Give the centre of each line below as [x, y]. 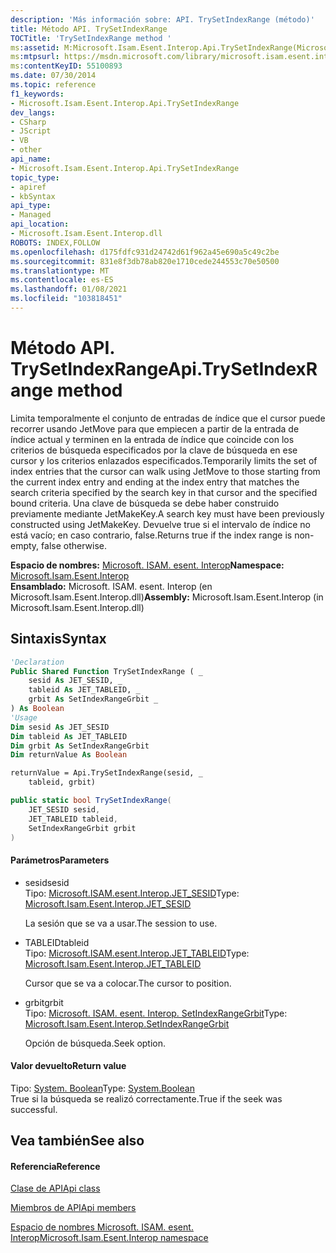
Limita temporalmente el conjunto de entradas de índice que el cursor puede [168, 418]
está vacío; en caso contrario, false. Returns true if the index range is [151, 535]
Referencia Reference [55, 1166]
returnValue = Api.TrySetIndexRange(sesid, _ [106, 773]
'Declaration [37, 662]
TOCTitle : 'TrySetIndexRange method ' [91, 38]
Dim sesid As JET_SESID [60, 727]
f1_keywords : [37, 94]
